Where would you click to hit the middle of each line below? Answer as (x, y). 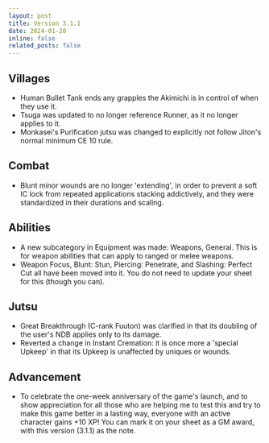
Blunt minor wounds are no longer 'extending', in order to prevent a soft (139, 185)
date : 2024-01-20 (37, 31)
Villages (29, 79)
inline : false (32, 38)
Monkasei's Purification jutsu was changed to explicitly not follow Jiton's (141, 132)
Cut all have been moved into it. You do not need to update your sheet (136, 273)
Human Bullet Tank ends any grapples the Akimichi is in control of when (139, 97)
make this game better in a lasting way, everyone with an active (125, 414)
